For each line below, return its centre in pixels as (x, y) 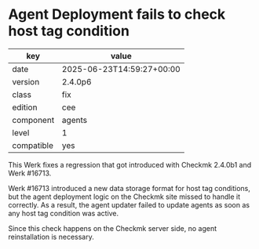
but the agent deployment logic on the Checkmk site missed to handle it (124, 197)
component (33, 120)
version (26, 81)
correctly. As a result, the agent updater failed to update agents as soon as (129, 204)
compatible (33, 145)
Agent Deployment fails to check (117, 14)
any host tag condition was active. (64, 213)
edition (25, 107)
